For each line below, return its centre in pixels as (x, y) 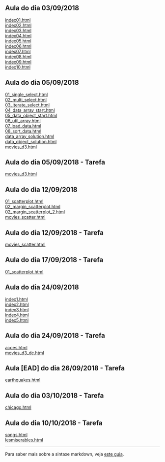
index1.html (16, 299)
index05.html (18, 41)
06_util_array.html (23, 121)
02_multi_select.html (26, 99)
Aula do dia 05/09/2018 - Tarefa (55, 162)
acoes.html (16, 347)
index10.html (18, 67)
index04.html (18, 35)
